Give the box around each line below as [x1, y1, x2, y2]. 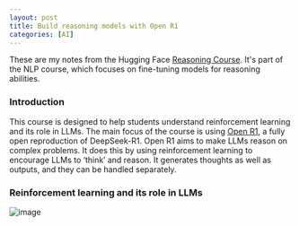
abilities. [9, 74, 40, 84]
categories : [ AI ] [9, 30, 75, 39]
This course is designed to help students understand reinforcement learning [9, 116, 291, 126]
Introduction [9, 96, 65, 109]
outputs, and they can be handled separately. [9, 163, 177, 175]
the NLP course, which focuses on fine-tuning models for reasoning [9, 64, 260, 74]
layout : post [9, 13, 58, 22]
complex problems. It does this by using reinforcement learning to [9, 144, 253, 155]
